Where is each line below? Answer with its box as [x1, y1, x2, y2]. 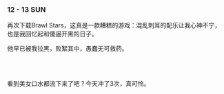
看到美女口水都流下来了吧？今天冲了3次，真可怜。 [7, 80, 150, 88]
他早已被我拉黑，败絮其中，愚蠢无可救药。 [7, 45, 128, 53]
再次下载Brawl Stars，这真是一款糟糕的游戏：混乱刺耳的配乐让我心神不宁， [7, 21, 221, 30]
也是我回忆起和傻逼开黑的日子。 [7, 30, 98, 38]
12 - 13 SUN [7, 5, 46, 14]
